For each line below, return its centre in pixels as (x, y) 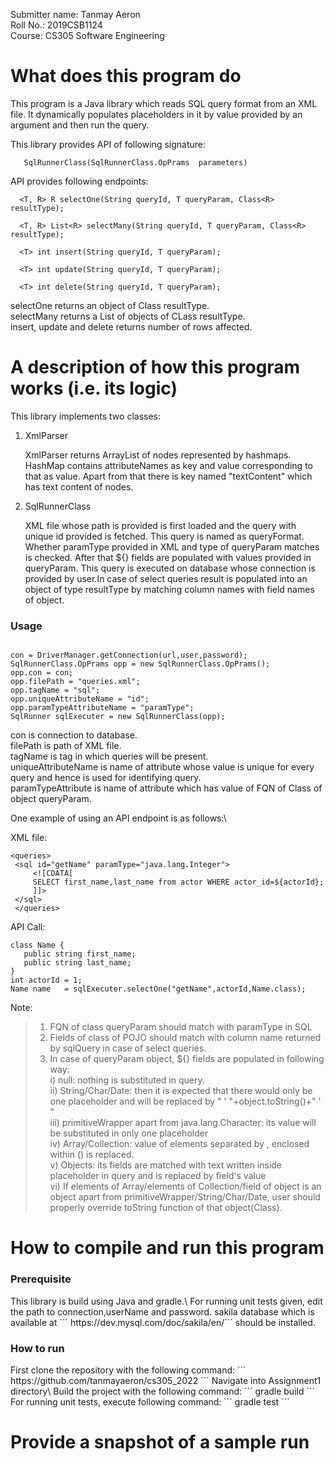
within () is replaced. (92, 1155)
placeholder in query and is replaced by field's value (158, 1176)
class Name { (37, 945)
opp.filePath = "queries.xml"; (75, 682)
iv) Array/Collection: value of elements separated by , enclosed (179, 1144)
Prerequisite (41, 1279)
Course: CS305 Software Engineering (87, 35)
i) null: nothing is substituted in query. (127, 1080)
